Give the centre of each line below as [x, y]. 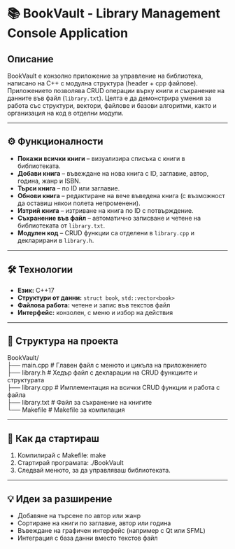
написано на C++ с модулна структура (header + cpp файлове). [102, 83]
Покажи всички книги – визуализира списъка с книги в [101, 158]
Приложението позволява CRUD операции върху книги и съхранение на [116, 91]
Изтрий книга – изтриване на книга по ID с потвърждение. [105, 210]
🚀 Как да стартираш [54, 438]
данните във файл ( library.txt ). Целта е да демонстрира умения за [109, 98]
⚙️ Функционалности [55, 142]
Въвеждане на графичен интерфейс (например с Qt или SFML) [111, 531]
